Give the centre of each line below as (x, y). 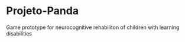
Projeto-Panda (42, 11)
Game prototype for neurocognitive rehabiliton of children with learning (93, 27)
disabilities (19, 33)
